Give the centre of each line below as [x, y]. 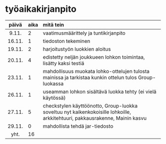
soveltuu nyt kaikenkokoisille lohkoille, [87, 112]
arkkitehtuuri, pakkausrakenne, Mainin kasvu [95, 118]
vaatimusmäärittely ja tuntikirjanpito [84, 33]
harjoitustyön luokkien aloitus [77, 49]
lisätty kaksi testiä [63, 63]
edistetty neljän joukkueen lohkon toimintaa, [94, 57]
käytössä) [54, 98]
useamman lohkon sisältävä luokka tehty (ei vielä [100, 91]
